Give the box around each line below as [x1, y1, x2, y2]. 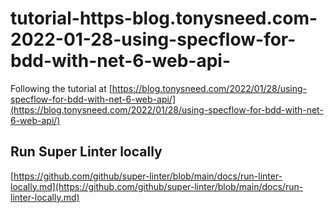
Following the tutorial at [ [10, 82, 113, 94]
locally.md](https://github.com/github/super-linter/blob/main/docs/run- [10, 180, 304, 192]
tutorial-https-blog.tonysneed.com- [10, 7, 318, 30]
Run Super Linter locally [10, 143, 163, 161]
